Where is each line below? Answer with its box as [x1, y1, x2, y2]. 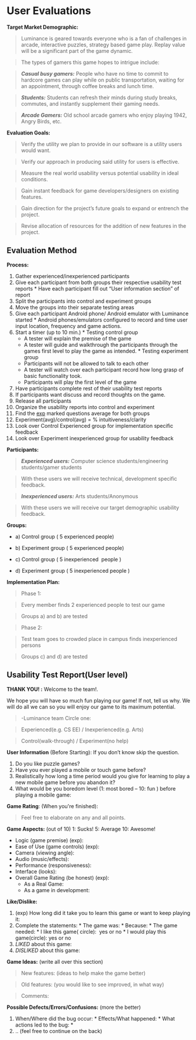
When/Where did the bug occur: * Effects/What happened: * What [15, 1015, 175, 1022]
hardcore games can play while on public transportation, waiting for [20, 76, 185, 83]
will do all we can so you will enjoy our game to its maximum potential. [6, 703, 176, 710]
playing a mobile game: [15, 791, 72, 798]
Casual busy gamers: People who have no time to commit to [20, 70, 169, 77]
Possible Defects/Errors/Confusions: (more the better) [6, 1004, 141, 1011]
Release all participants [15, 397, 72, 404]
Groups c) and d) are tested [20, 653, 88, 660]
